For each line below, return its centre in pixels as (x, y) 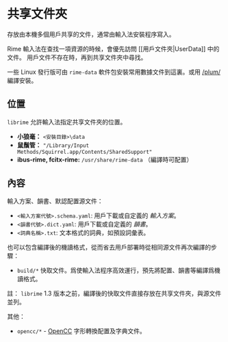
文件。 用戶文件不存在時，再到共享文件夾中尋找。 (77, 57)
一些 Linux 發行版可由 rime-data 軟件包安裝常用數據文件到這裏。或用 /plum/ (114, 72)
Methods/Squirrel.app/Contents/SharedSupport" (85, 152)
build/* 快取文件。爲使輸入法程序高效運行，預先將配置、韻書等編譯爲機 (118, 270)
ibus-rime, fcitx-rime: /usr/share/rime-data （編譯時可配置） (105, 159)
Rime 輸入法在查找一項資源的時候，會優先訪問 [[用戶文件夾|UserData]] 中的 (113, 49)
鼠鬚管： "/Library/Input (53, 145)
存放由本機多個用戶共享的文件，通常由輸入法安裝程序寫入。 (91, 34)
